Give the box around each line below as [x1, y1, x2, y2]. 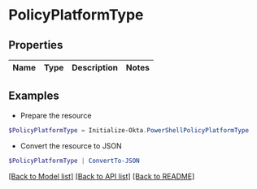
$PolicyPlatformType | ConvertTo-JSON [8, 157, 140, 165]
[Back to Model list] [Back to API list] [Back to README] [8, 171, 195, 181]
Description [72, 62, 118, 73]
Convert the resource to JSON [20, 140, 122, 151]
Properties [8, 38, 63, 52]
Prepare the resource [20, 110, 92, 120]
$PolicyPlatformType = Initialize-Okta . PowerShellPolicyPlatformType [8, 126, 250, 135]
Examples [8, 89, 59, 103]
